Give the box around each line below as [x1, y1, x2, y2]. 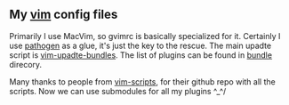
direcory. [9, 59, 43, 69]
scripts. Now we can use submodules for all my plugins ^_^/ [9, 85, 227, 96]
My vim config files [9, 7, 118, 22]
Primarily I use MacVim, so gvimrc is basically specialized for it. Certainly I [9, 30, 281, 41]
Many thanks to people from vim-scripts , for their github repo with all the [9, 76, 276, 87]
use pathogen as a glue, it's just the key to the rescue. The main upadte [9, 40, 272, 51]
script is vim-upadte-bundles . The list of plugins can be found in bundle [9, 49, 273, 61]
